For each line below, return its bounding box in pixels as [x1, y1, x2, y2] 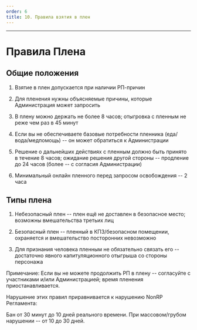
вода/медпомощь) [14, 136, 62, 144]
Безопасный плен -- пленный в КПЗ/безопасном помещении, [14, 228, 169, 235]
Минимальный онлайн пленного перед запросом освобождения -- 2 [14, 171, 188, 179]
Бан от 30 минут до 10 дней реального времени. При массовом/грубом [6, 311, 186, 318]
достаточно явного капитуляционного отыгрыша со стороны [14, 252, 167, 259]
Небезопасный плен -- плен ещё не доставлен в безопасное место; [14, 211, 186, 218]
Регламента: [6, 300, 38, 307]
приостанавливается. [6, 282, 60, 289]
